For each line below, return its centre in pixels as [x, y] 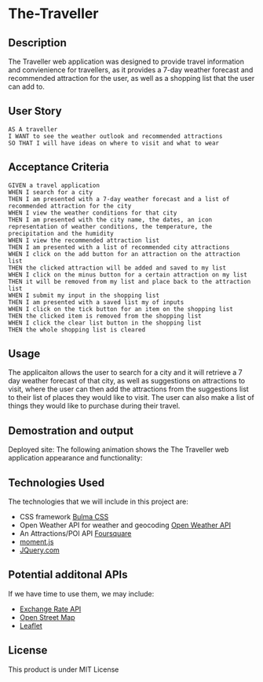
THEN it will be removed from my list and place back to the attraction [130, 281]
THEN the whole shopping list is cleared [77, 330]
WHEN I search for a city [50, 192]
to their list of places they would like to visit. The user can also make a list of [131, 398]
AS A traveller [33, 129]
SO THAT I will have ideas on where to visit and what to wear [114, 143]
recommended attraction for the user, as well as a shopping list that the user [131, 78]
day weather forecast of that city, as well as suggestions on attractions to [127, 381]
